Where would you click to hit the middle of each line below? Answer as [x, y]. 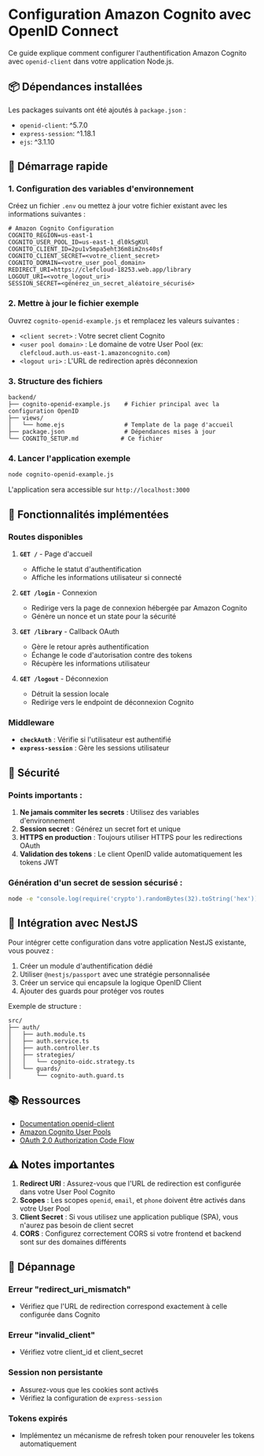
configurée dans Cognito [60, 1315]
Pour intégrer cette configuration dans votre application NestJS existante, [127, 942]
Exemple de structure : [45, 1006]
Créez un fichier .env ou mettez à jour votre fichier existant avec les [118, 206]
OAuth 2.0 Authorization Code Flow [77, 1140]
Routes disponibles [46, 537]
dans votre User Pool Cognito [67, 1192]
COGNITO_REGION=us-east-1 [50, 236]
